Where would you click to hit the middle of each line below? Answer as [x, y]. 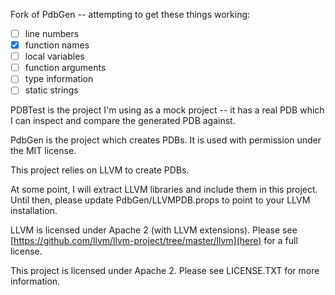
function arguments [65, 68]
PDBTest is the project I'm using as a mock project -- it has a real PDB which [167, 110]
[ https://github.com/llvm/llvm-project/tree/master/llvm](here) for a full [154, 241]
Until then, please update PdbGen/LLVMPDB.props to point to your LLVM [160, 200]
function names [57, 45]
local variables [54, 56]
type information [59, 79]
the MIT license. [43, 151]
